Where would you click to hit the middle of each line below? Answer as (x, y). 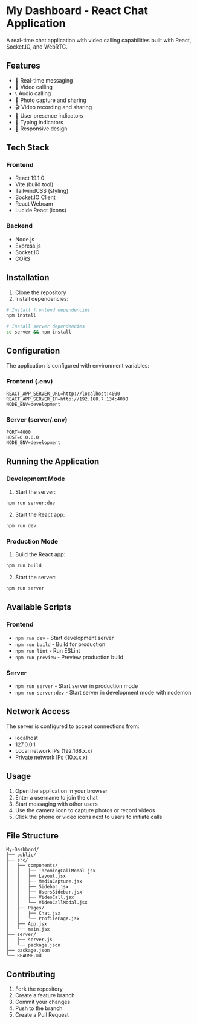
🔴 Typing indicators (39, 122)
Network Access (38, 711)
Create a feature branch (45, 995)
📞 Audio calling (33, 93)
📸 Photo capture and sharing (50, 100)
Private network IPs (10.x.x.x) (51, 757)
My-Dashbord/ (23, 850)
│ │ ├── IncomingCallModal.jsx (51, 871)
